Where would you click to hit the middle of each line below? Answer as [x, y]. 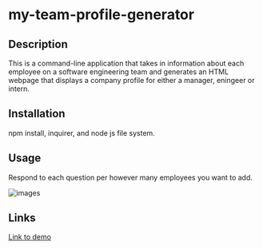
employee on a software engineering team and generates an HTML [119, 72]
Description [38, 44]
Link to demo [30, 237]
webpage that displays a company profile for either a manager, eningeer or [131, 80]
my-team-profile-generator [101, 15]
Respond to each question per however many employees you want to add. [131, 177]
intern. [19, 89]
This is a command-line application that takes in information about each [126, 63]
